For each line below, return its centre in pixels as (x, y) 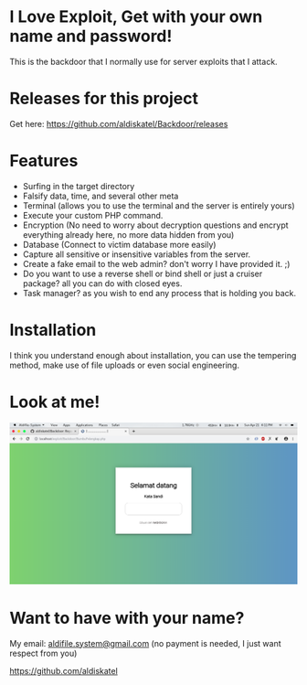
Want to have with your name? (127, 618)
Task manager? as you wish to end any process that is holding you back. (159, 293)
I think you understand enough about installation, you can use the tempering (153, 355)
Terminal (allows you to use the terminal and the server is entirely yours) (159, 205)
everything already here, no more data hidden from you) (128, 234)
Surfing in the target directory (79, 186)
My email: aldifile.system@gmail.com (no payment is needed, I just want (145, 643)
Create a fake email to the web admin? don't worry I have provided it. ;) (156, 263)
